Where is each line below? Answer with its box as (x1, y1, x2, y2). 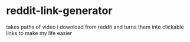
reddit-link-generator (6, 4, 113, 17)
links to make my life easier (6, 29, 73, 36)
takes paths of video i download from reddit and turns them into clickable (6, 23, 184, 30)
